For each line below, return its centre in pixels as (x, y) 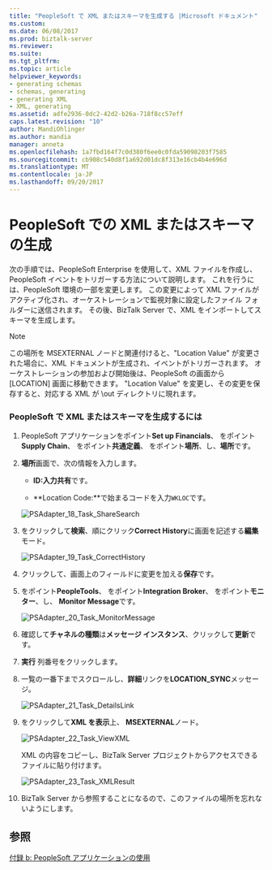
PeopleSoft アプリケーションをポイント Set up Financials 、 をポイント (138, 436)
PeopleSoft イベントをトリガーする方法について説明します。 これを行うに (132, 279)
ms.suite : (26, 54)
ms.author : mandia (40, 136)
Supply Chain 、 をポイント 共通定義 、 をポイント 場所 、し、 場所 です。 (138, 446)
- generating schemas (46, 84)
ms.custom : (28, 24)
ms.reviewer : (31, 46)
